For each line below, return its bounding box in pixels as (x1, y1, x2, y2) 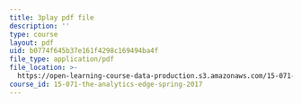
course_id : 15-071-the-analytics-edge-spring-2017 (9, 80, 203, 89)
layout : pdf (9, 38, 54, 47)
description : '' (9, 21, 70, 30)
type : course (9, 30, 58, 39)
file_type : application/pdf (9, 55, 115, 64)
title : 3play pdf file (9, 13, 94, 22)
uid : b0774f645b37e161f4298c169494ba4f (9, 47, 159, 56)
